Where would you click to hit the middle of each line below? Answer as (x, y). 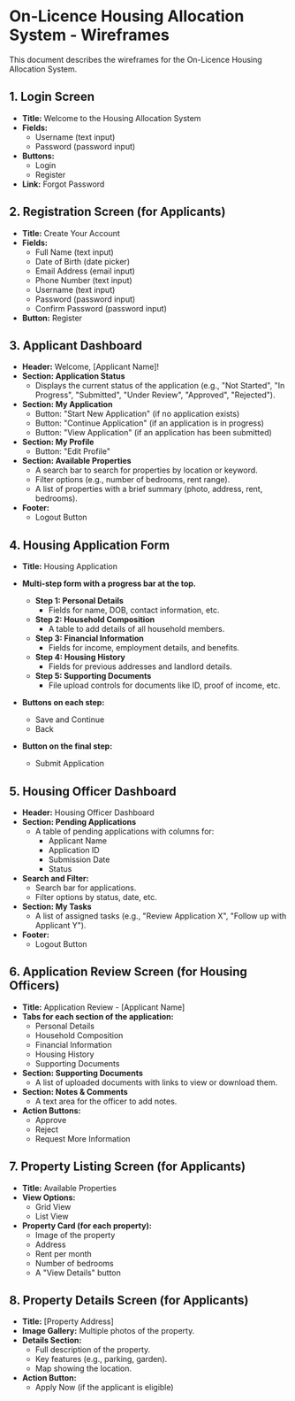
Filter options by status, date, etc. (96, 897)
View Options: (49, 1197)
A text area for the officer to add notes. (106, 1101)
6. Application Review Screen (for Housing (128, 972)
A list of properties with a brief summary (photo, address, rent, (149, 489)
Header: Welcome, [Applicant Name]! (91, 367)
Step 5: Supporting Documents (93, 676)
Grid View (53, 1206)
